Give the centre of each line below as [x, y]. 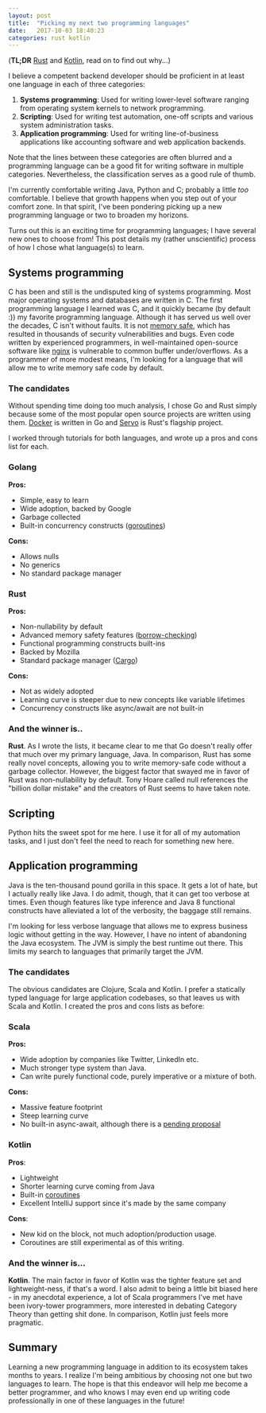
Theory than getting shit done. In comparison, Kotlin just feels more [118, 1314]
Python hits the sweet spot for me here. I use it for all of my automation [124, 833]
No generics [40, 564]
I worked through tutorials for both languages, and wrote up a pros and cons [133, 438]
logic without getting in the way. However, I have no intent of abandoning [128, 934]
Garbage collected [50, 517]
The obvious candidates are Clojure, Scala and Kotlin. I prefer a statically [127, 989]
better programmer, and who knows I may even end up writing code [119, 1392]
